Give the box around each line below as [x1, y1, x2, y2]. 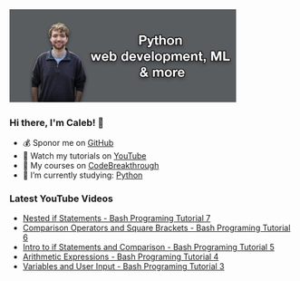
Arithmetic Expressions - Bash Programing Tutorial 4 [22, 251, 219, 262]
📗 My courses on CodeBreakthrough [22, 160, 160, 170]
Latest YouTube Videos [9, 192, 113, 205]
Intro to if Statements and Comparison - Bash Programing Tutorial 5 [22, 242, 275, 253]
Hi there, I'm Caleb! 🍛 [9, 116, 104, 129]
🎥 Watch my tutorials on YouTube [22, 150, 147, 161]
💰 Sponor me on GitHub [22, 137, 114, 148]
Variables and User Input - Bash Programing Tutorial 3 [22, 261, 225, 272]
